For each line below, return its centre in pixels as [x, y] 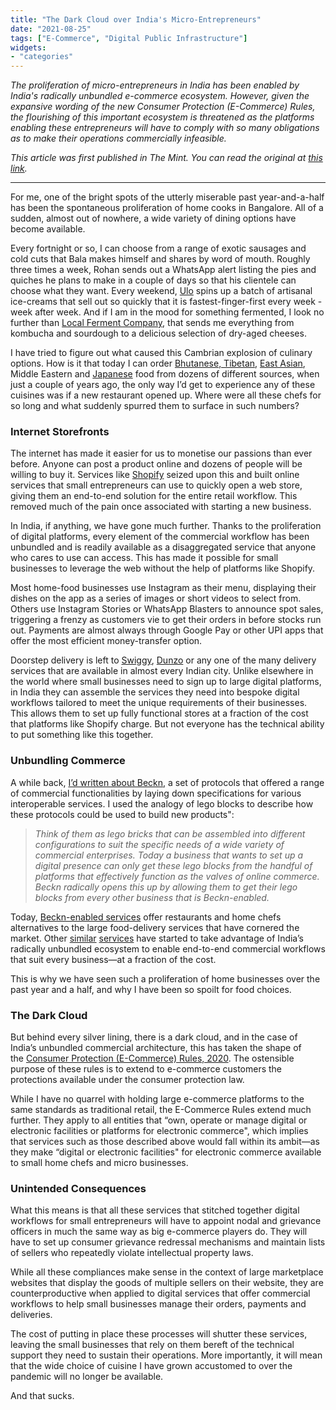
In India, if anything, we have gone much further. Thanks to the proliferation [166, 526]
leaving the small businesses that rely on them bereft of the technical [152, 1345]
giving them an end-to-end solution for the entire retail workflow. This [154, 496]
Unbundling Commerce [68, 761]
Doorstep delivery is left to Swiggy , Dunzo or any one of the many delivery [163, 660]
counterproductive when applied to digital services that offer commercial [160, 1293]
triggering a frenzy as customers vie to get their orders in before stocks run [166, 620]
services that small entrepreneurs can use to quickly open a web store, [156, 485]
